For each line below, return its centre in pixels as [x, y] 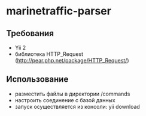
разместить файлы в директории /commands [72, 94]
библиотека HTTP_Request [49, 54]
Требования [30, 33]
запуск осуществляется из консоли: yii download [77, 106]
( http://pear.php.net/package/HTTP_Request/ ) [72, 60]
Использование [37, 79]
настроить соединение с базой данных [65, 100]
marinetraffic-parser [59, 11]
